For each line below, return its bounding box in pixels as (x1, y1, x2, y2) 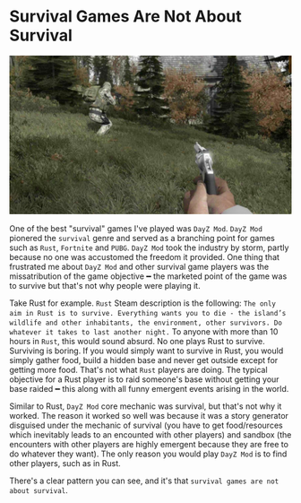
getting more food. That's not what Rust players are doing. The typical (9, 365, 268, 376)
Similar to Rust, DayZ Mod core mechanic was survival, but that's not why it (9, 401, 282, 412)
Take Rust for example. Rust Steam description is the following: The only (9, 298, 276, 308)
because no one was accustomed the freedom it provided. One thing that (9, 252, 280, 263)
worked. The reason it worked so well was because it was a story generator (9, 411, 289, 421)
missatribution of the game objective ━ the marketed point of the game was (9, 271, 288, 282)
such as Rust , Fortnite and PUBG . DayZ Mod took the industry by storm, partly (9, 242, 289, 253)
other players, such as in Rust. (9, 458, 121, 469)
